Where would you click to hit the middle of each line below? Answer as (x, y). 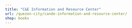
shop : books (17, 18)
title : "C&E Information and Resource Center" (53, 9)
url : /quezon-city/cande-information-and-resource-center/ (66, 14)
